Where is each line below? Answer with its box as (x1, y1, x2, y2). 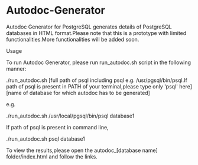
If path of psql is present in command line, (6, 123, 109, 131)
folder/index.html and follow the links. (6, 153, 98, 160)
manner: (6, 65, 27, 72)
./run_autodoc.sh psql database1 (6, 135, 86, 142)
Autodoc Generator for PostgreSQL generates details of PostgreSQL (6, 23, 173, 30)
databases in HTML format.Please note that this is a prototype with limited (6, 29, 187, 36)
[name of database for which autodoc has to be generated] (6, 89, 151, 96)
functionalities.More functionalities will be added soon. (6, 36, 139, 43)
